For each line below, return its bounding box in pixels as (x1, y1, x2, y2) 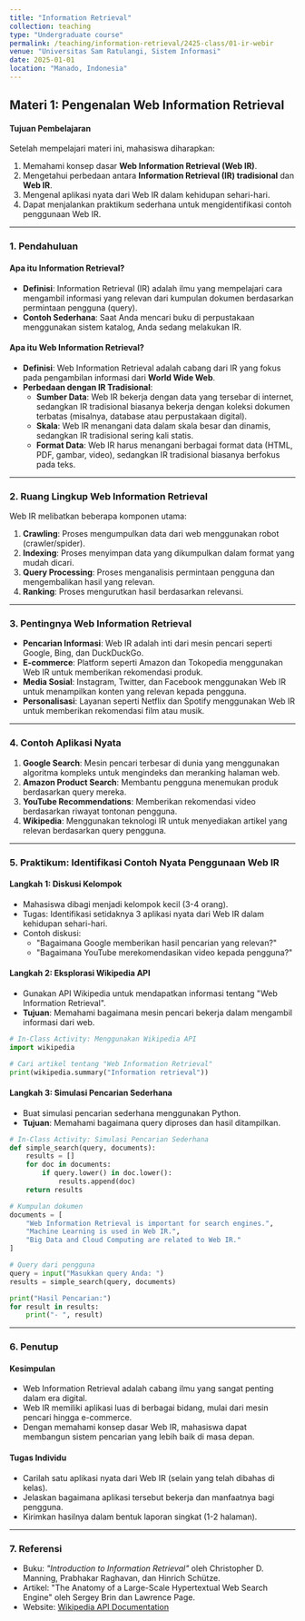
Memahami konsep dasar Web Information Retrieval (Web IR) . (22, 161, 258, 172)
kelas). (22, 1482, 48, 1493)
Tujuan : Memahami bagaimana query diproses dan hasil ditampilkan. (22, 1117, 281, 1128)
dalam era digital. (22, 1393, 88, 1404)
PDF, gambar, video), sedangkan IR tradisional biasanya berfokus (35, 449, 280, 460)
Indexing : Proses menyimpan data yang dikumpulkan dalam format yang (22, 548, 295, 558)
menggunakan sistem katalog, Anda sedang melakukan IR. (22, 321, 242, 332)
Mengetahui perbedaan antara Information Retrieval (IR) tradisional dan (22, 170, 295, 182)
